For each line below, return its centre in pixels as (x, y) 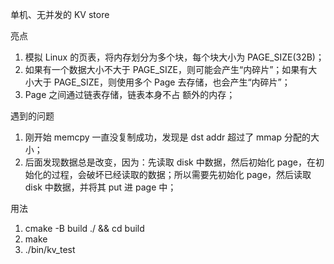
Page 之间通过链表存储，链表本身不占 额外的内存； (130, 94)
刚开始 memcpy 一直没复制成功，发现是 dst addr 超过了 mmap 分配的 (167, 137)
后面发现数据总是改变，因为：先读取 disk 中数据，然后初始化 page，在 (170, 162)
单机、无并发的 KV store (60, 14)
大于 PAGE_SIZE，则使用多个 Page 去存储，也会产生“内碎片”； (162, 82)
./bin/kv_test (50, 249)
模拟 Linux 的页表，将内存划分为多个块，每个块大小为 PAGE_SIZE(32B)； (174, 57)
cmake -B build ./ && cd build (84, 228)
